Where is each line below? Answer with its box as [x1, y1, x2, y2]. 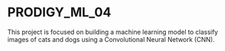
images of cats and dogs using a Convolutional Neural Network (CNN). [7, 35, 215, 43]
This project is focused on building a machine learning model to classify [7, 28, 219, 36]
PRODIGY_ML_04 [7, 4, 112, 21]
